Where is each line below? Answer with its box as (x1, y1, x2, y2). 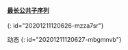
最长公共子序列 (7, 6, 49, 14)
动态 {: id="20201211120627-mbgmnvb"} (7, 36, 122, 44)
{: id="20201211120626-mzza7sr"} (7, 22, 104, 30)
